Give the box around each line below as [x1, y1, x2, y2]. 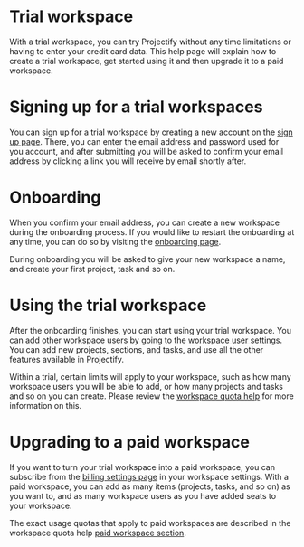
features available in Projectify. [9, 354, 125, 364]
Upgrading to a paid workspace [9, 431, 251, 452]
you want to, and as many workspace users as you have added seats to [9, 490, 277, 501]
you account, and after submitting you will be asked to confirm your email [9, 146, 283, 156]
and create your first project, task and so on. [9, 263, 176, 274]
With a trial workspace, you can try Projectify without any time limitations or [9, 36, 291, 47]
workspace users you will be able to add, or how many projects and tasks [9, 381, 283, 391]
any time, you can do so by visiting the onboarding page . [9, 236, 222, 247]
